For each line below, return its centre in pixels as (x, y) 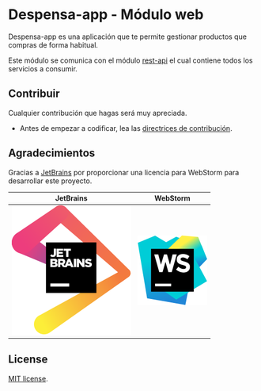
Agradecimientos (52, 153)
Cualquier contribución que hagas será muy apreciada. (98, 113)
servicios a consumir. (43, 68)
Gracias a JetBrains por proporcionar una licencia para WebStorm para (124, 172)
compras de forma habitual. (53, 44)
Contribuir (34, 94)
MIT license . (28, 378)
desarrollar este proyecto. (50, 181)
